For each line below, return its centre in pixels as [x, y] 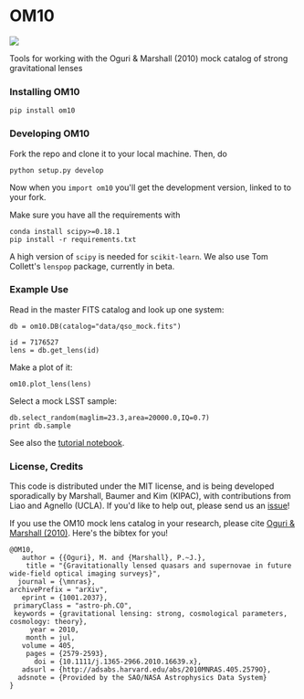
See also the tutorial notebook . [67, 442]
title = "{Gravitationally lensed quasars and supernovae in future [159, 566]
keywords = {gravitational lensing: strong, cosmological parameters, [150, 614]
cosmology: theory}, [49, 622]
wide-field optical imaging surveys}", [85, 574]
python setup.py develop [57, 170]
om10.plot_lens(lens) [51, 384]
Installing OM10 [45, 91]
